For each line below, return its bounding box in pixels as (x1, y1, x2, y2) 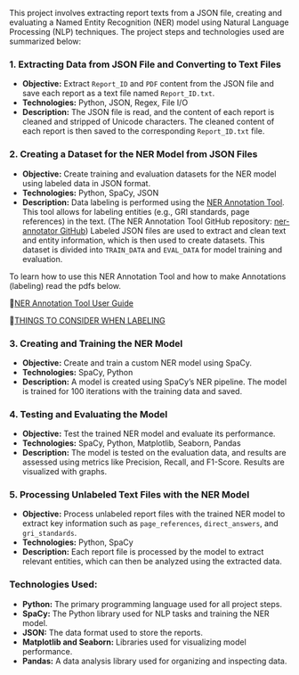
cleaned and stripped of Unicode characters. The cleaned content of (21, 116, 275, 128)
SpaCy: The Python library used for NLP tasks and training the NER (21, 608, 270, 619)
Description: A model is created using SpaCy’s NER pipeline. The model (21, 376, 287, 387)
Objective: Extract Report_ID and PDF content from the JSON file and (21, 78, 274, 89)
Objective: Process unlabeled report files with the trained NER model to (21, 508, 286, 520)
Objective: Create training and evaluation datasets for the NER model (21, 169, 277, 179)
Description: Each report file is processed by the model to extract (21, 547, 264, 557)
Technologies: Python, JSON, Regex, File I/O (21, 97, 189, 108)
